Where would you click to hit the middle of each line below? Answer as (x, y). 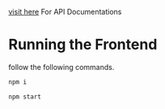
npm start (25, 97)
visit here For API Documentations (65, 12)
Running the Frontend (83, 45)
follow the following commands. (61, 67)
